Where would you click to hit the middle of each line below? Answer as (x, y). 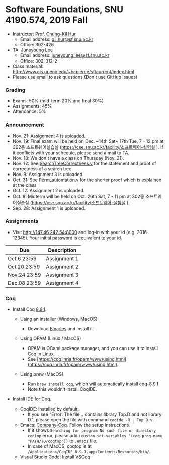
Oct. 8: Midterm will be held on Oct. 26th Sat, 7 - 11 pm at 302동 (78, 196)
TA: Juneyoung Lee (33, 50)
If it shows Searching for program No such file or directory (92, 430)
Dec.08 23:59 (24, 283)
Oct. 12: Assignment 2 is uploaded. (49, 190)
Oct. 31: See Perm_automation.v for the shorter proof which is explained (87, 180)
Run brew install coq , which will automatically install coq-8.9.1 (93, 384)
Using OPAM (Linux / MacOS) (51, 338)
